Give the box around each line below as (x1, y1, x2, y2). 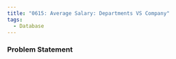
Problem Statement (7, 45, 73, 54)
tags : (7, 16, 23, 23)
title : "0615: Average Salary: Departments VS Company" (7, 9, 170, 17)
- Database (13, 22, 45, 29)
